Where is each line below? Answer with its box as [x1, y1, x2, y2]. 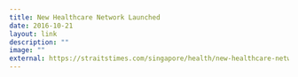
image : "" [9, 46, 46, 55]
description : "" [9, 37, 69, 47]
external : [9, 54, 46, 63]
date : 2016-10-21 [9, 21, 74, 30]
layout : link [9, 29, 58, 38]
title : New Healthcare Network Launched [9, 12, 161, 22]
